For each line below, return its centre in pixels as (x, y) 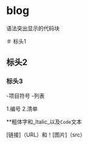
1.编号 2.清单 (22, 109)
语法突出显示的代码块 (33, 28)
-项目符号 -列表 (25, 96)
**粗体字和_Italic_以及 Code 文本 (44, 121)
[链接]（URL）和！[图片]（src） (46, 134)
